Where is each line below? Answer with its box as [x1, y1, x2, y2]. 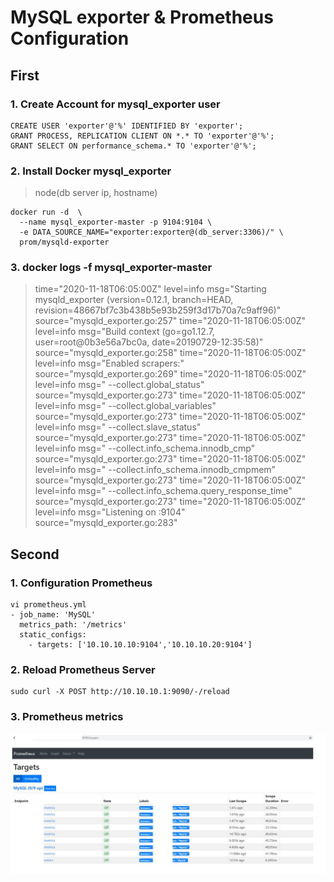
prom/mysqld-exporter [19, 237, 110, 248]
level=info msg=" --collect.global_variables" [34, 400, 217, 412]
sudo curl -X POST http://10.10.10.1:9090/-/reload [10, 687, 230, 697]
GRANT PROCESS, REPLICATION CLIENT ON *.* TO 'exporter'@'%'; [10, 131, 275, 141]
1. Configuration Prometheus [10, 576, 153, 590]
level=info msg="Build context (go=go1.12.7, [34, 326, 215, 338]
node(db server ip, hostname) [34, 187, 158, 199]
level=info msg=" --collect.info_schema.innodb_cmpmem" [34, 464, 277, 476]
